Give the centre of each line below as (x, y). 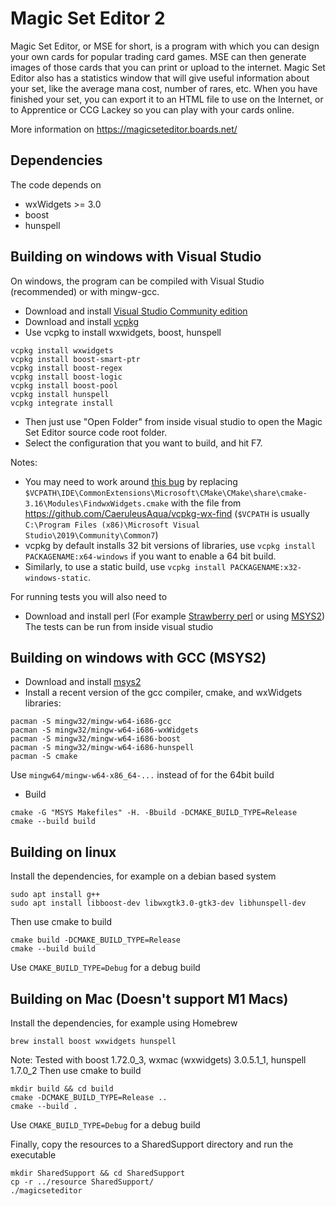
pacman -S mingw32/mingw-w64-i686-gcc (91, 722)
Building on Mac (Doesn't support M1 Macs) (149, 998)
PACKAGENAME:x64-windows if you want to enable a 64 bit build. (150, 556)
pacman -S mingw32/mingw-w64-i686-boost (96, 739)
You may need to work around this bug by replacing (131, 481)
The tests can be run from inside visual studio (119, 626)
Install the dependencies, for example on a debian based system (143, 876)
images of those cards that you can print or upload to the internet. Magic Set (168, 67)
